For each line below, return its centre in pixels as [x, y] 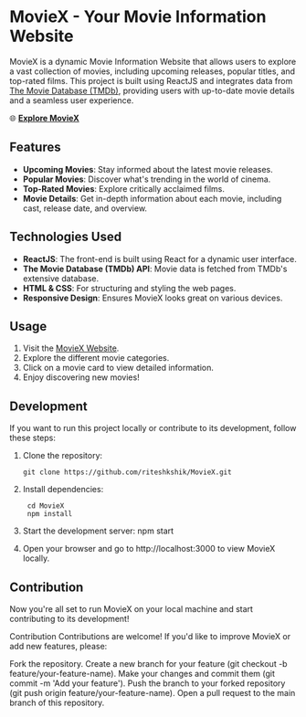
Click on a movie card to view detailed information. [118, 368]
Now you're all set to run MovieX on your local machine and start [132, 609]
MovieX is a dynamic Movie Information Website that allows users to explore [153, 61]
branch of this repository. [57, 702]
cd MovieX [46, 506]
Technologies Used [65, 237]
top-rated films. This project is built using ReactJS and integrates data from [151, 80]
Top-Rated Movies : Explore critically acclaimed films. [124, 188]
